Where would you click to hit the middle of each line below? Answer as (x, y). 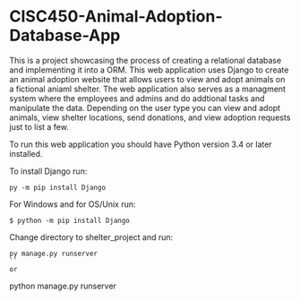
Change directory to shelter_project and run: (91, 237)
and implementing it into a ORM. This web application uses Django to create (149, 70)
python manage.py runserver (63, 286)
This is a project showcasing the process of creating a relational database (146, 60)
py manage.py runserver (54, 253)
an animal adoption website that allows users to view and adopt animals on (147, 79)
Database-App (65, 35)
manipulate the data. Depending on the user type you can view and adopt (145, 107)
